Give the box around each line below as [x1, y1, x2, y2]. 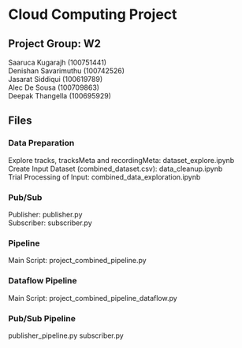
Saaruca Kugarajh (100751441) [8, 57, 107, 67]
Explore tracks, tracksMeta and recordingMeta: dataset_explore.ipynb [8, 155, 235, 165]
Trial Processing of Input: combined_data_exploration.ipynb [8, 172, 201, 182]
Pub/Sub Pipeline [8, 313, 76, 324]
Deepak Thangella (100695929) [8, 91, 112, 100]
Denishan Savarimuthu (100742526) [8, 66, 125, 76]
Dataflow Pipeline [8, 276, 77, 287]
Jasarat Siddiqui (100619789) [8, 75, 103, 83]
